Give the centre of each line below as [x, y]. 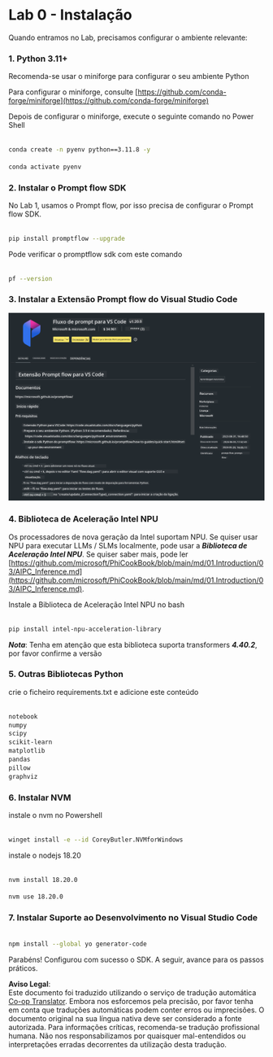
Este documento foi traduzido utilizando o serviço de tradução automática [132, 993]
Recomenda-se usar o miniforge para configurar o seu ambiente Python [129, 76]
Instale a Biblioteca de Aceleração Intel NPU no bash [97, 605]
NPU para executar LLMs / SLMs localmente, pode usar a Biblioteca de [128, 545]
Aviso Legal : [30, 984]
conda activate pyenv [45, 167]
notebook [23, 716]
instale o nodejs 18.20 [45, 855]
